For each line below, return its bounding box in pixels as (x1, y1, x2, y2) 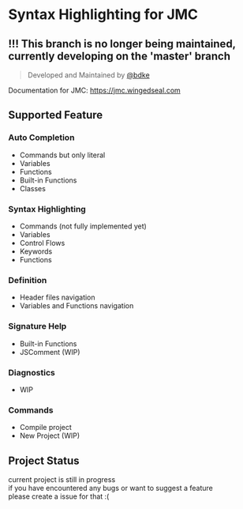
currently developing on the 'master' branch (8, 49, 231, 62)
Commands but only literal (19, 150, 106, 160)
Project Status (8, 454, 80, 467)
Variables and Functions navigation (19, 301, 134, 311)
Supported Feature (8, 108, 103, 122)
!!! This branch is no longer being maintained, (8, 37, 236, 51)
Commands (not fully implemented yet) (19, 221, 148, 231)
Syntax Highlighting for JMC (8, 6, 199, 24)
